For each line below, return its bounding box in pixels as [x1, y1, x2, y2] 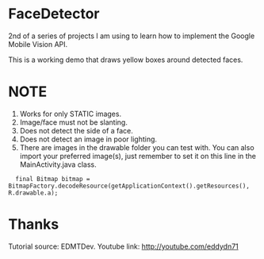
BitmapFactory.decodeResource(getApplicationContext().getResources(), [8, 182, 250, 190]
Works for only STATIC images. [19, 109, 121, 118]
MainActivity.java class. [19, 160, 97, 169]
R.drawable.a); [8, 188, 59, 197]
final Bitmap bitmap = [15, 175, 90, 183]
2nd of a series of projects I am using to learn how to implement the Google [8, 31, 255, 41]
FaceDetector [8, 5, 100, 23]
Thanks [8, 215, 59, 234]
